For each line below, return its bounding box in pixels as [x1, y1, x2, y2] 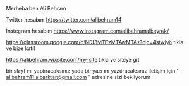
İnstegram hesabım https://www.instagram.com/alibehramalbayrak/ [6, 27, 169, 34]
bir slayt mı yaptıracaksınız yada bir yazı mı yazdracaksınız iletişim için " [6, 67, 180, 74]
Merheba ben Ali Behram [6, 5, 66, 12]
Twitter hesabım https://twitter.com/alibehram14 [6, 16, 122, 23]
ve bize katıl [6, 45, 35, 52]
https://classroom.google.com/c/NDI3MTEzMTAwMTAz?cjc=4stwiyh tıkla [6, 39, 184, 45]
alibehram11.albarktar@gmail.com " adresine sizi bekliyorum [6, 74, 151, 80]
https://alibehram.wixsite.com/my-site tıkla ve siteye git [6, 56, 139, 63]
